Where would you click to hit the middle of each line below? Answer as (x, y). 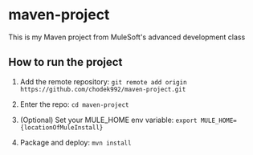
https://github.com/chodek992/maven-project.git (103, 89)
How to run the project (65, 62)
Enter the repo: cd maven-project (74, 104)
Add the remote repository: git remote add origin (103, 81)
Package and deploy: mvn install (75, 142)
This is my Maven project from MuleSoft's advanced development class (127, 37)
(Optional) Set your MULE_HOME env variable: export (109, 120)
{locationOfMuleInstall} (61, 127)
